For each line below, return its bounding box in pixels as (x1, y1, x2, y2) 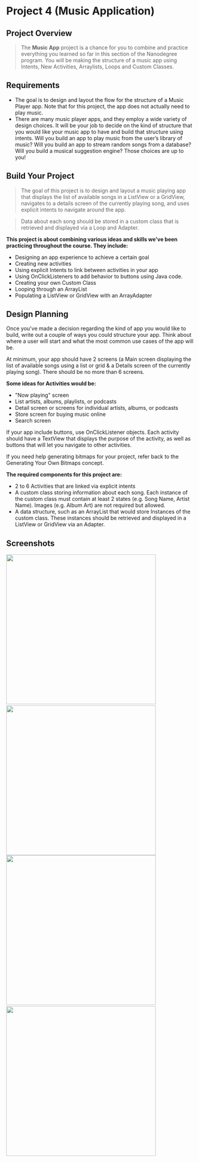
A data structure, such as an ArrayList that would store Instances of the (14, 508, 191, 515)
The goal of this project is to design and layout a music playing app (20, 187, 186, 194)
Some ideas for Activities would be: (6, 380, 97, 387)
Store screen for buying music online (14, 411, 106, 418)
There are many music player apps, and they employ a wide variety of (14, 115, 187, 122)
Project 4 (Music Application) (6, 4, 155, 18)
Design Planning (6, 309, 69, 319)
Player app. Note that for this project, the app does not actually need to (14, 102, 190, 110)
